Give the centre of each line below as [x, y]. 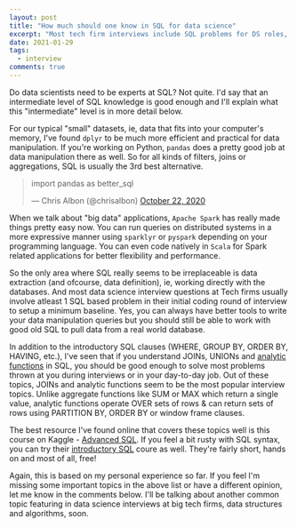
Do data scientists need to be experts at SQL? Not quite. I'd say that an [139, 92]
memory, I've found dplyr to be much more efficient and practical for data [144, 138]
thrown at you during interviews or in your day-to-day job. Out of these [139, 375]
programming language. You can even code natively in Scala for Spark [138, 246]
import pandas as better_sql [82, 183]
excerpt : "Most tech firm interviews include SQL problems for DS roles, [149, 34]
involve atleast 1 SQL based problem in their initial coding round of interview [148, 301]
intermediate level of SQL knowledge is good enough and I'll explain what [144, 101]
